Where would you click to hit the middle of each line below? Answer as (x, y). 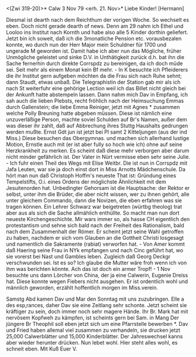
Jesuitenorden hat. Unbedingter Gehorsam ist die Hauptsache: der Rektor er (98, 188)
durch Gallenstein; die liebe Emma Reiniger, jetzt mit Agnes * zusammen (93, 107)
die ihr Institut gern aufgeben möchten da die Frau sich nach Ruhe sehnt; (94, 76)
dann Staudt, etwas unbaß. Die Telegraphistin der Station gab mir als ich (93, 82)
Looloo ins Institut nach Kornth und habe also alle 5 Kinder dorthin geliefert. (97, 32)
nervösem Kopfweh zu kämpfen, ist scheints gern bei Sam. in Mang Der (93, 318)
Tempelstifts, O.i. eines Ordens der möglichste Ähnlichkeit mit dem (86, 182)
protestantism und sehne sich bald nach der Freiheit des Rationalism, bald (95, 225)
